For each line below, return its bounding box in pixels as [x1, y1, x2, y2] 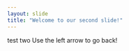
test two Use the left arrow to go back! [7, 36, 118, 44]
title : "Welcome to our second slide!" [7, 17, 123, 24]
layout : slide [7, 10, 49, 17]
